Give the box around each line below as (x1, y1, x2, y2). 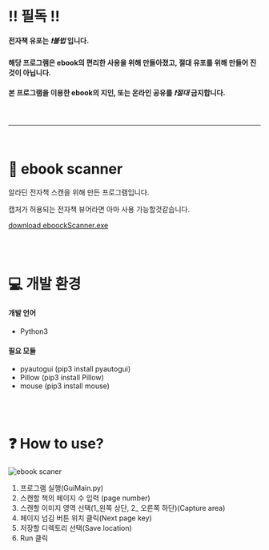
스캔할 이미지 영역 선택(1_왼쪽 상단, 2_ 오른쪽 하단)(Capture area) (19, 504, 226, 513)
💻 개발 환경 (8, 275, 82, 293)
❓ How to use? (8, 435, 104, 453)
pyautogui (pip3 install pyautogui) (19, 364, 131, 374)
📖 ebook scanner (8, 159, 123, 178)
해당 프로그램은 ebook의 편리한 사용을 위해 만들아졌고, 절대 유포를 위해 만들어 (8, 58, 249, 68)
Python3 (19, 326, 48, 336)
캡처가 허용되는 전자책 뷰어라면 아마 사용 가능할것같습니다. (8, 204, 191, 214)
